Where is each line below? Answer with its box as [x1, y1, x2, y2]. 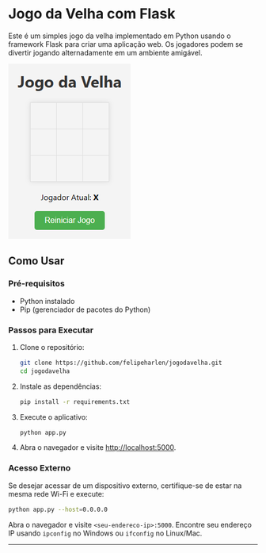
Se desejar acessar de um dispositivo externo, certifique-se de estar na [8, 481, 242, 490]
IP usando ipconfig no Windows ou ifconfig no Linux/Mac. [8, 528, 203, 538]
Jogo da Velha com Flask [8, 5, 176, 23]
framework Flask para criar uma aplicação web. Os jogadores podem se [8, 39, 244, 48]
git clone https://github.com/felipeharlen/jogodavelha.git [19, 359, 222, 367]
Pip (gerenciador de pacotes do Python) [19, 305, 151, 314]
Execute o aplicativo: [19, 412, 89, 421]
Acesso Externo [8, 463, 71, 474]
